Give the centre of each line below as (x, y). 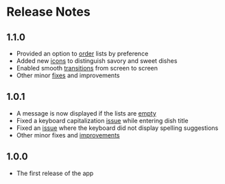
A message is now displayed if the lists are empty (86, 113)
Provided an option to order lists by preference (82, 53)
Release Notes (48, 12)
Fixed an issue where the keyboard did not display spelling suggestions (117, 128)
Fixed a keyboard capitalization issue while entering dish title (102, 120)
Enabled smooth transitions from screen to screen (87, 68)
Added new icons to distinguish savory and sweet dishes (97, 61)
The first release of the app (55, 173)
